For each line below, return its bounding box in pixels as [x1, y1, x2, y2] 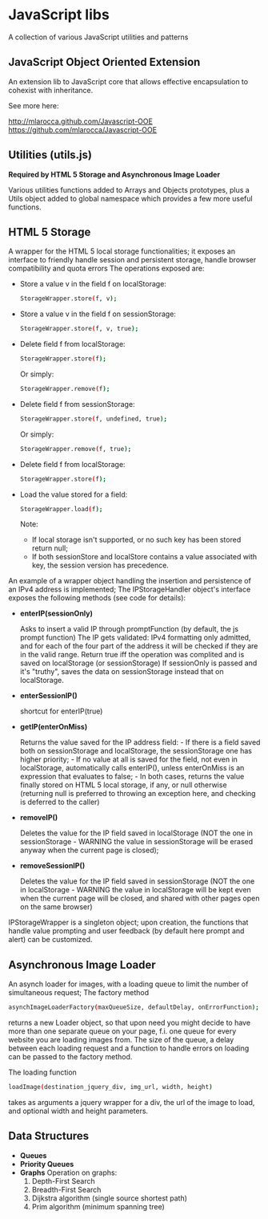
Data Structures [8, 1129, 90, 1143]
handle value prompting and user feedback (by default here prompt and [8, 926, 245, 936]
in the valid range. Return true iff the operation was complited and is [19, 650, 245, 660]
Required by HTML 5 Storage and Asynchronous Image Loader [8, 169, 221, 179]
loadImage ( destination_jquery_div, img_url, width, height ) [8, 1083, 214, 1091]
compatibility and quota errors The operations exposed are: [8, 263, 205, 274]
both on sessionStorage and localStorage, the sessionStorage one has [19, 746, 252, 756]
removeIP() [19, 813, 58, 823]
